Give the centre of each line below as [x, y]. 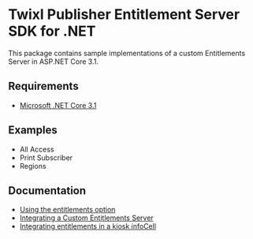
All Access [37, 149]
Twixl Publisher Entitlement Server [124, 15]
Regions [33, 166]
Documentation [47, 190]
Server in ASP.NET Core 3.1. [53, 62]
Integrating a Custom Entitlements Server [86, 218]
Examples [33, 131]
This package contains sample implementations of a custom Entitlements [127, 53]
